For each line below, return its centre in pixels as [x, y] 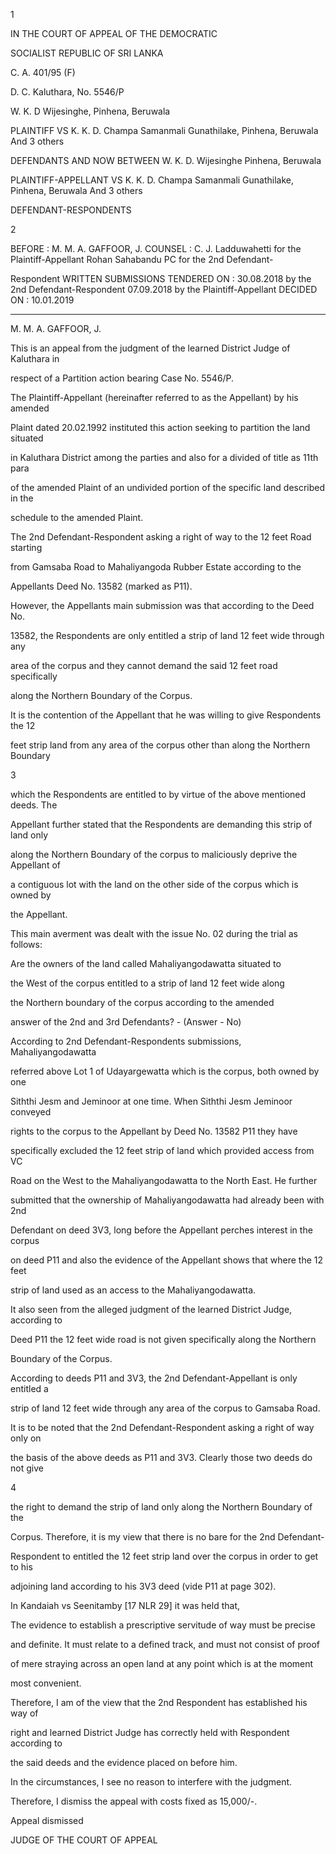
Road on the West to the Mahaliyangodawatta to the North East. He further [164, 1180]
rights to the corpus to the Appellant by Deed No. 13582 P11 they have [154, 1131]
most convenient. [46, 1683]
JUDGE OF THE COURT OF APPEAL [84, 1840]
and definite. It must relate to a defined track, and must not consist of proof [165, 1644]
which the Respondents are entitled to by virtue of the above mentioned [158, 794]
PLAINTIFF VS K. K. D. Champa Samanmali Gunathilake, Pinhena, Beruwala [164, 130]
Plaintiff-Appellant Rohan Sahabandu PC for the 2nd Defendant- [142, 259]
